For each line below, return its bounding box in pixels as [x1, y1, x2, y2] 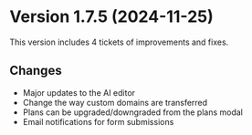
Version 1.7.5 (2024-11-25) [9, 6, 215, 27]
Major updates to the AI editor [22, 87, 135, 98]
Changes [9, 63, 62, 78]
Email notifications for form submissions [22, 116, 174, 127]
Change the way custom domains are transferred [22, 97, 208, 108]
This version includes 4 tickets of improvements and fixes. [9, 36, 229, 47]
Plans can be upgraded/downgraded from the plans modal [22, 107, 244, 118]
